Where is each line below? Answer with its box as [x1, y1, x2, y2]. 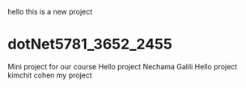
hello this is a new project [7, 7, 93, 16]
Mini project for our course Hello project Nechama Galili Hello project [7, 61, 238, 71]
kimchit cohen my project [7, 70, 92, 80]
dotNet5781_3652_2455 [7, 36, 173, 53]
